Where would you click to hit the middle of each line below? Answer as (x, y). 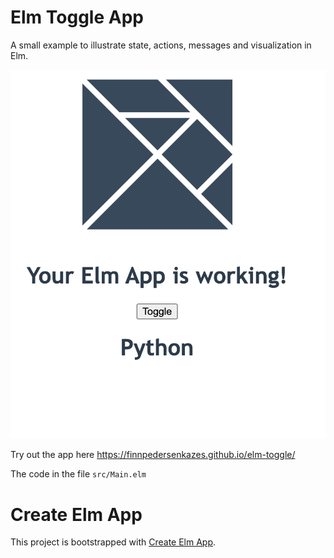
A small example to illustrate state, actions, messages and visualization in (161, 45)
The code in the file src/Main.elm (78, 474)
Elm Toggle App (77, 17)
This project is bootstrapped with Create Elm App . (113, 542)
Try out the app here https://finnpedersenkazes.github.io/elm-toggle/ (153, 455)
